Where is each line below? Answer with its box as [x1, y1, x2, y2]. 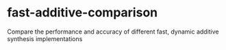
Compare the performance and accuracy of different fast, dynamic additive [7, 27, 219, 36]
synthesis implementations [7, 34, 83, 42]
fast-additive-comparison [7, 5, 158, 21]
